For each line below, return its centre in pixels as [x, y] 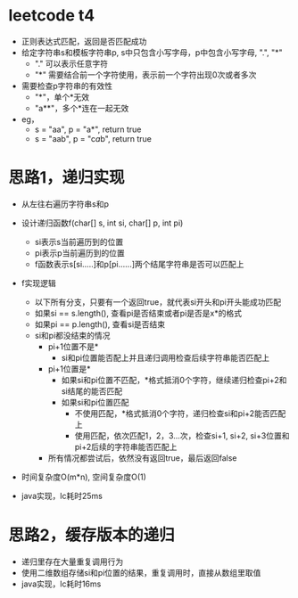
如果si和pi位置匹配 [95, 402]
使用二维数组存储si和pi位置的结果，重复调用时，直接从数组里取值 [141, 572]
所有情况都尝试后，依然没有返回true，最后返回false [142, 458]
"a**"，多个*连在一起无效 [82, 108]
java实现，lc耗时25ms [62, 496]
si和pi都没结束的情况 [72, 335]
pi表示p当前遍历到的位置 [80, 253]
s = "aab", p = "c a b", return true [93, 138]
